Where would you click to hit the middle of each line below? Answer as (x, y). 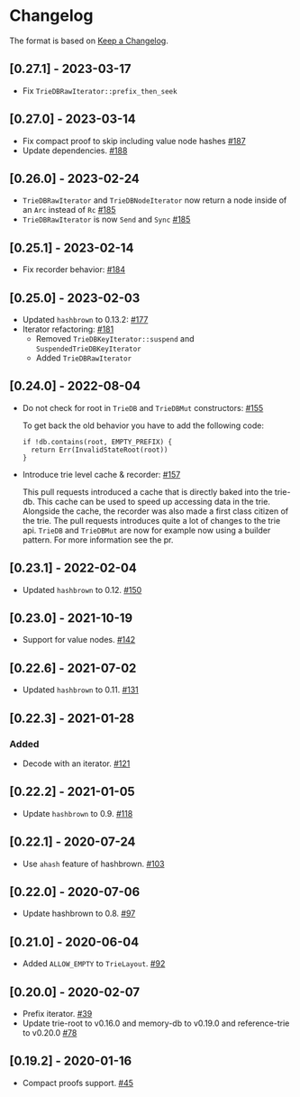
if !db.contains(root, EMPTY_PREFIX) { (97, 442)
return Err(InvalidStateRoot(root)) (100, 450)
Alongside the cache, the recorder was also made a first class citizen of (155, 511)
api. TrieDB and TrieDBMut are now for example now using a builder (146, 530)
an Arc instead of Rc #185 (69, 210)
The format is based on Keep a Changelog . (89, 41)
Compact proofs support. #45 (77, 1083)
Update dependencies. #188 (75, 151)
